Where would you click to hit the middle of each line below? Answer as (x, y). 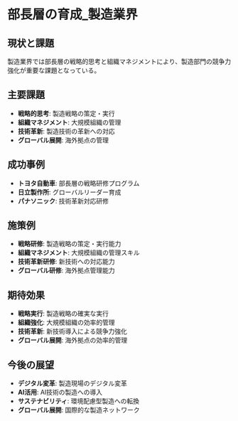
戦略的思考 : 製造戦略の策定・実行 (66, 113)
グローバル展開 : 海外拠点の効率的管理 (72, 340)
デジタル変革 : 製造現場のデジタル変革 (72, 383)
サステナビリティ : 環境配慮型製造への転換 (79, 401)
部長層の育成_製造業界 (73, 15)
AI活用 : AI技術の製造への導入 (60, 393)
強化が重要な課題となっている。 (54, 70)
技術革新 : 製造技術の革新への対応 (66, 131)
